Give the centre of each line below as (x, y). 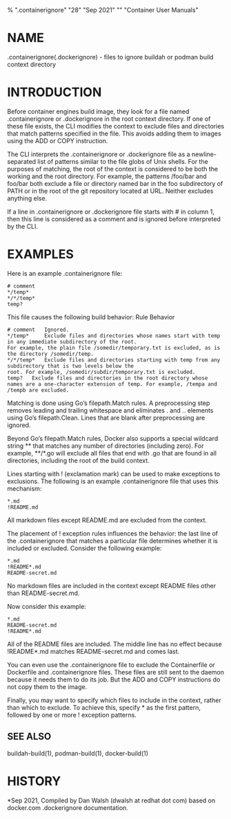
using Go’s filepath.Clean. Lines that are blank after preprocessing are (106, 417)
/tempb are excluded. (38, 390)
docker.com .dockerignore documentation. (68, 807)
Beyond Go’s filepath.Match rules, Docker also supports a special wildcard (113, 438)
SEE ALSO (29, 736)
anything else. (27, 198)
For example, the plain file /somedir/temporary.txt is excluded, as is (114, 348)
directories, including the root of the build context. (78, 460)
